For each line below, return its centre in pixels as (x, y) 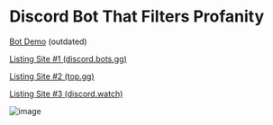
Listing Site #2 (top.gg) (52, 76)
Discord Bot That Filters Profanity (137, 17)
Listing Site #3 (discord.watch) (66, 94)
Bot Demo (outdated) (48, 41)
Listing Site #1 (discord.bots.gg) (68, 58)
